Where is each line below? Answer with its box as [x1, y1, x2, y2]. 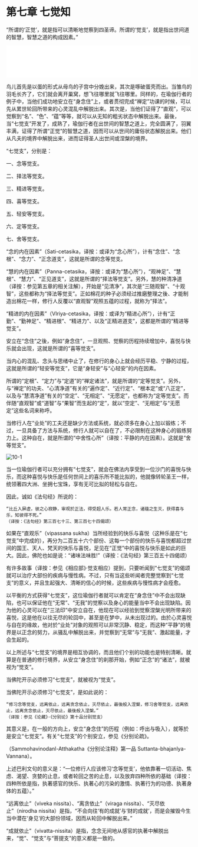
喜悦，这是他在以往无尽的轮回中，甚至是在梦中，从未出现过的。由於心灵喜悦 [6, 613, 192, 621]
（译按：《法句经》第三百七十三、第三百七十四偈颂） [6, 518, 114, 524]
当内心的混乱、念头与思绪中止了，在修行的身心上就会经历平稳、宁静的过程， [6, 357, 192, 364]
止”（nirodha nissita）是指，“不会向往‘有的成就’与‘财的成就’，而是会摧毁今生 [6, 807, 192, 814]
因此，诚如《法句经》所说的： [6, 493, 78, 500]
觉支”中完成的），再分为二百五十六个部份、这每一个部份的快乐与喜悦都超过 [6, 536, 187, 544]
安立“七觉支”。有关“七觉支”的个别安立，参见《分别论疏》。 [11, 732, 152, 739]
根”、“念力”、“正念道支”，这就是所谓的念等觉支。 [6, 255, 126, 262]
